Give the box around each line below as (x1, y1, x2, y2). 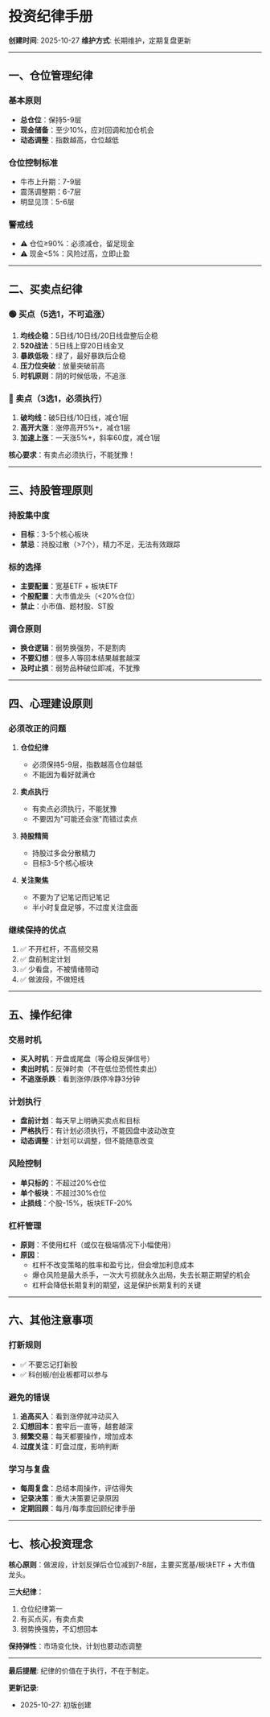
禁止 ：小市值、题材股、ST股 (19, 601, 114, 611)
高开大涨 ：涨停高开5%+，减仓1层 (19, 423, 131, 433)
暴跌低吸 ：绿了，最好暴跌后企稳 (19, 351, 126, 360)
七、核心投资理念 (8, 1537, 93, 1550)
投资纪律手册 (8, 7, 94, 26)
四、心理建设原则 (8, 697, 93, 710)
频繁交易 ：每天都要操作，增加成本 (19, 1431, 133, 1441)
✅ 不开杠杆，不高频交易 (19, 945, 99, 954)
